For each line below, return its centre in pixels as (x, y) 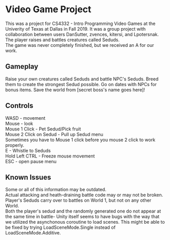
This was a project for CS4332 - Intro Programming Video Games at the (80, 23)
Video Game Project (48, 9)
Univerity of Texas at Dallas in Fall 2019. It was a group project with (76, 29)
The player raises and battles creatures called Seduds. (62, 40)
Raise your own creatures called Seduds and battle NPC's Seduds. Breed (82, 79)
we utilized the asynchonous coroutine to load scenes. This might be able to (85, 222)
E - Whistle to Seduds (28, 150)
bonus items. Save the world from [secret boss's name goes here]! (75, 90)
